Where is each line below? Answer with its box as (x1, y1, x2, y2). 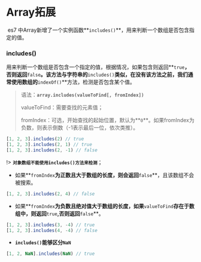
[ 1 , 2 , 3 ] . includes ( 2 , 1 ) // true (6, 142, 93, 148)
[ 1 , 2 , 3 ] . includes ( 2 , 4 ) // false (6, 191, 95, 197)
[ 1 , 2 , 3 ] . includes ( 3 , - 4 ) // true (6, 222, 95, 228)
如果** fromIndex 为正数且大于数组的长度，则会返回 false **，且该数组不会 (14, 171, 194, 178)
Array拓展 (6, 5, 56, 19)
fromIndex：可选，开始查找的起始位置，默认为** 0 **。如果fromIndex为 (20, 117, 194, 124)
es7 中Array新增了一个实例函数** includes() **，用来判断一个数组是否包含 (7, 26, 190, 33)
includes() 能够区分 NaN (14, 239, 71, 246)
